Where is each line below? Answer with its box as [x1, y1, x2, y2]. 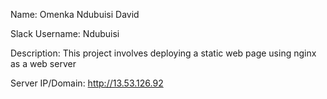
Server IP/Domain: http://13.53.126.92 [10, 77, 164, 89]
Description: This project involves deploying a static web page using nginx [10, 47, 317, 59]
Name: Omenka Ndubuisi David [10, 9, 140, 20]
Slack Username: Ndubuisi [10, 28, 120, 39]
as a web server [10, 58, 77, 69]
